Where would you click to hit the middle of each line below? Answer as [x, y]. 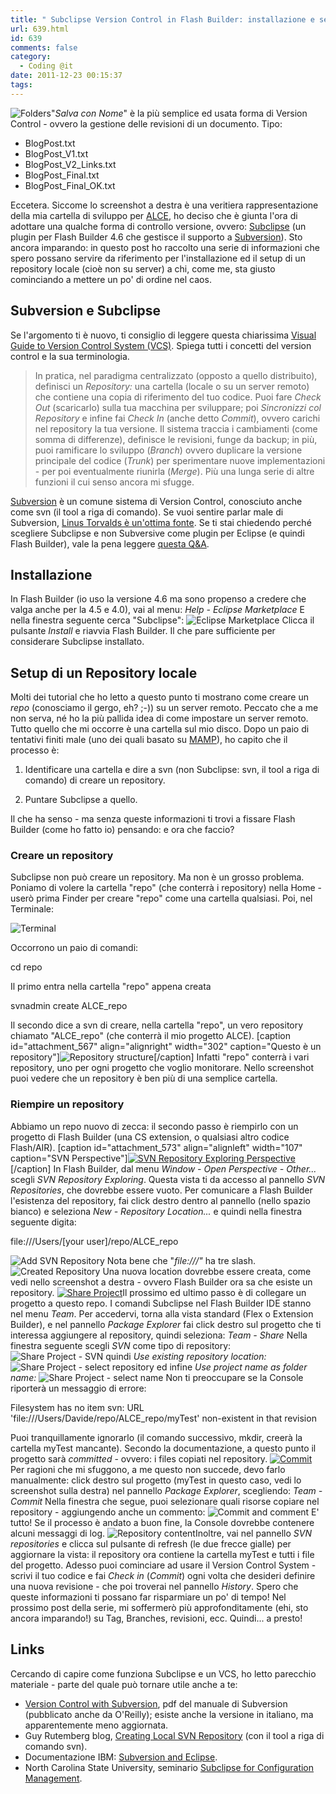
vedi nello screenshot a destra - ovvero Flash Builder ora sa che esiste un [161, 1282]
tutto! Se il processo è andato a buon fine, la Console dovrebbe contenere [162, 1522]
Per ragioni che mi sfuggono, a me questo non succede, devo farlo [148, 1469]
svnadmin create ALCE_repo [69, 1006]
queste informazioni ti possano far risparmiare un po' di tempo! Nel [148, 1597]
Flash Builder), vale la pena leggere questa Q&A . [110, 543]
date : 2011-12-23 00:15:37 [66, 76]
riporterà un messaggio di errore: [78, 1388]
